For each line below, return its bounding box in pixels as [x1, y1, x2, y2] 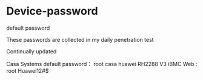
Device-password [6, 4, 98, 18]
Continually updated [6, 47, 57, 55]
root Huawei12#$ [6, 67, 49, 74]
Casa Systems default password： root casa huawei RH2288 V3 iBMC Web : [6, 60, 198, 67]
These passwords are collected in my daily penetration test [6, 36, 154, 43]
